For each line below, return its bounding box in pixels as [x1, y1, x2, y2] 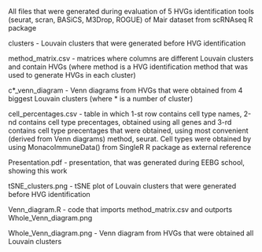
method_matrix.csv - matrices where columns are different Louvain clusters [8, 54, 254, 63]
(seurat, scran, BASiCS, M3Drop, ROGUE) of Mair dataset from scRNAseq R [8, 15, 253, 24]
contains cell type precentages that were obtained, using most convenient [8, 126, 249, 135]
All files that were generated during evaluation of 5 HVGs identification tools [8, 7, 254, 16]
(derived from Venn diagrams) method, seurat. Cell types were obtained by [8, 134, 252, 144]
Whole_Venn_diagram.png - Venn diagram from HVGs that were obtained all [8, 228, 254, 238]
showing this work [8, 166, 68, 175]
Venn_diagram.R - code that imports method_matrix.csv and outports [8, 205, 233, 214]
